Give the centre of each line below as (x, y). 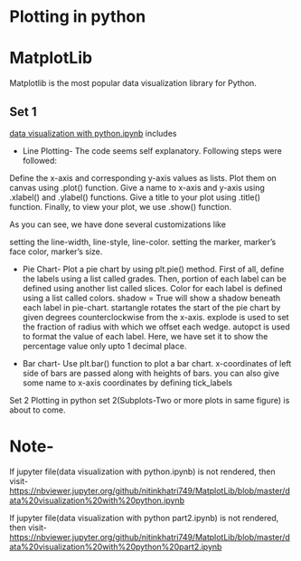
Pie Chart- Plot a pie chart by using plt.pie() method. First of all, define (153, 269)
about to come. (38, 410)
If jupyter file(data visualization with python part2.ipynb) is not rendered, (144, 518)
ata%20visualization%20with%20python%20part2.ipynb (116, 547)
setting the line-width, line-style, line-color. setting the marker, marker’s (143, 242)
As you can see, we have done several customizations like (118, 224)
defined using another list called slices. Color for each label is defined (152, 288)
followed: (39, 160)
